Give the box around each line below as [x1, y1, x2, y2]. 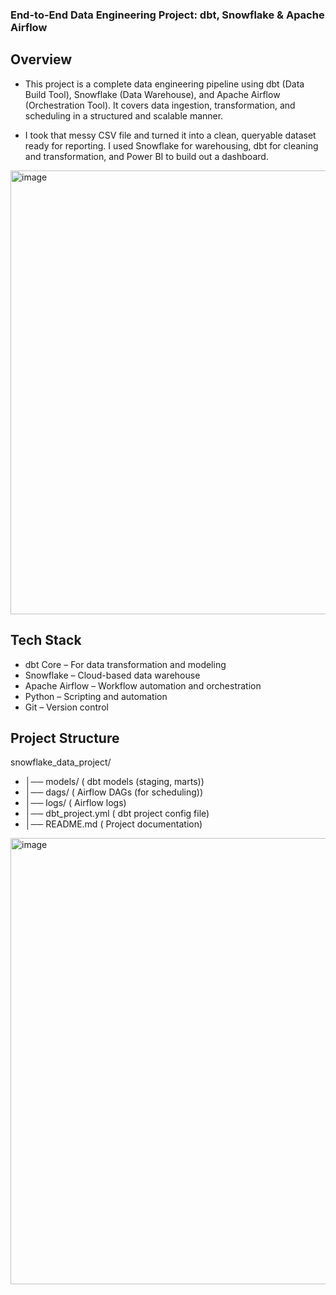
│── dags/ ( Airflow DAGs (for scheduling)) [24, 786, 204, 798]
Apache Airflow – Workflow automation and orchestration [24, 679, 262, 692]
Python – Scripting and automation [24, 690, 168, 702]
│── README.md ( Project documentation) [24, 818, 203, 830]
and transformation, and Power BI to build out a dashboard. [24, 150, 269, 162]
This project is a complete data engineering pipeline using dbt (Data [24, 78, 305, 90]
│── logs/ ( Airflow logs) [24, 797, 127, 809]
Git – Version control [24, 701, 109, 713]
